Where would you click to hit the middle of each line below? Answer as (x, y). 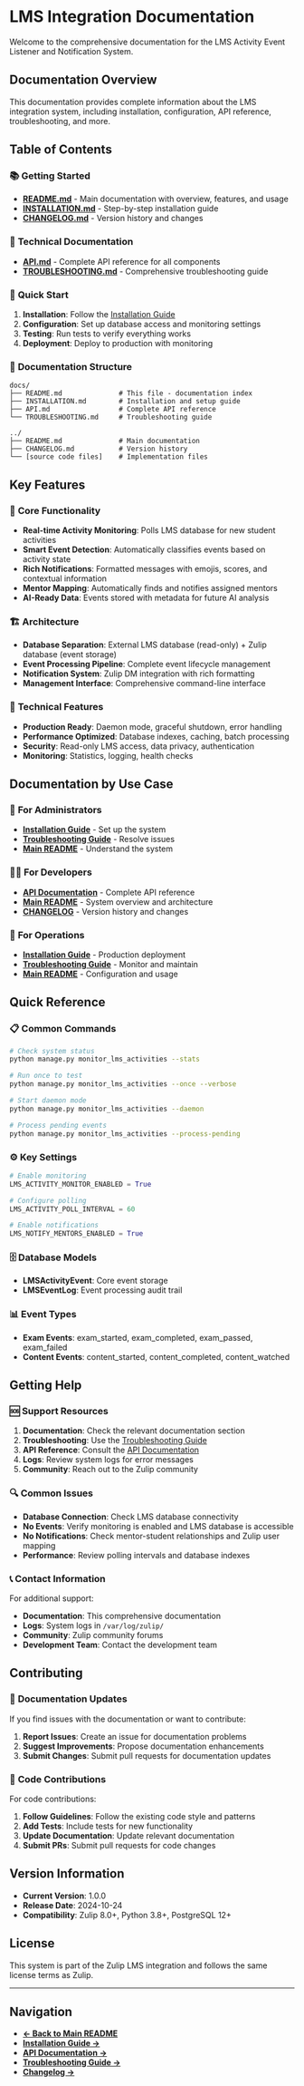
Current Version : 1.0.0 (64, 1896)
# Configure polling (48, 1200)
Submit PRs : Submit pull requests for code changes (119, 1845)
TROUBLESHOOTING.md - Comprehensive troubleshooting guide (145, 271)
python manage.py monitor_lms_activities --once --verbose (123, 1084)
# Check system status (52, 1051)
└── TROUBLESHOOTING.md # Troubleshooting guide (111, 417)
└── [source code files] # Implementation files (109, 457)
